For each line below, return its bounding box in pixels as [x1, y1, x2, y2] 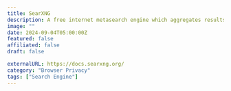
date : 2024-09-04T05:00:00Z [7, 29, 88, 36]
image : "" [7, 23, 36, 29]
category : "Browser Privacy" [7, 66, 91, 74]
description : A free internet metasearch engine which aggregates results [7, 16, 226, 23]
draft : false [7, 49, 45, 55]
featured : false [7, 36, 54, 42]
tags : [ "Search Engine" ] [7, 73, 78, 80]
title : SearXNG [7, 10, 51, 17]
